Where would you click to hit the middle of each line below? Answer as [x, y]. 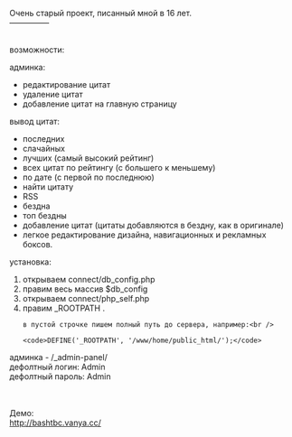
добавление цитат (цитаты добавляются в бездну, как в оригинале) [153, 225]
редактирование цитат [66, 84]
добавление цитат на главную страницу [100, 104]
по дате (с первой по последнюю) [89, 177]
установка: [30, 262]
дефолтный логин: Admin [57, 367]
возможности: [37, 50]
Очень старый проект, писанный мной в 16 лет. [101, 13]
